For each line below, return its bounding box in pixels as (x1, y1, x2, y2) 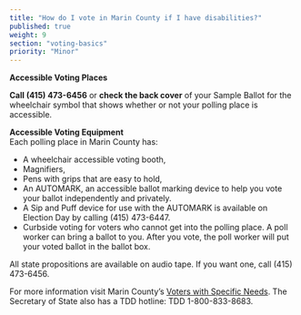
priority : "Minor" (9, 47, 79, 56)
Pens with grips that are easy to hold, (22, 174, 163, 185)
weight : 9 (9, 30, 47, 39)
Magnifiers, (22, 164, 65, 175)
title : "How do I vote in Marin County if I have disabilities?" (9, 13, 262, 23)
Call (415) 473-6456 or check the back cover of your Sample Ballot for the (9, 90, 293, 101)
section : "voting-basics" (9, 38, 107, 48)
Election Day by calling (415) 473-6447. (22, 212, 171, 223)
